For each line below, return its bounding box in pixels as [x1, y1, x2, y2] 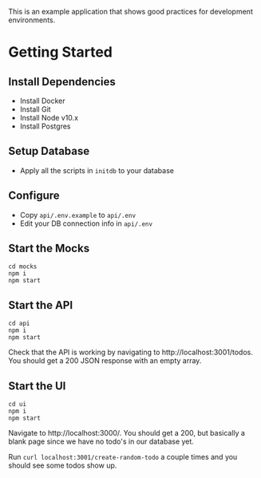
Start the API [8, 298, 73, 312]
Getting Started [8, 43, 113, 61]
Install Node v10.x [19, 113, 78, 122]
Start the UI [8, 379, 66, 393]
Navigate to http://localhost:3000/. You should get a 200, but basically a [8, 429, 246, 438]
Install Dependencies [8, 75, 116, 89]
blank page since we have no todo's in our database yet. [8, 437, 194, 446]
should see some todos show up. [8, 460, 117, 470]
